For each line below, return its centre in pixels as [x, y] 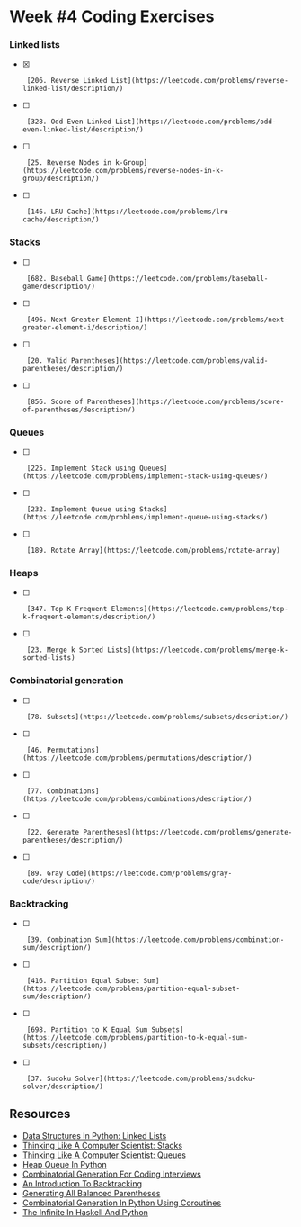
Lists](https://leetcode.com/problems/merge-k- [198, 650]
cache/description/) [61, 220]
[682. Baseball [55, 278]
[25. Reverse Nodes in [69, 163]
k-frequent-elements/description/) [89, 617]
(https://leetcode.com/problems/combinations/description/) [137, 798]
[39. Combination [59, 939]
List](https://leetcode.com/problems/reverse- [200, 81]
